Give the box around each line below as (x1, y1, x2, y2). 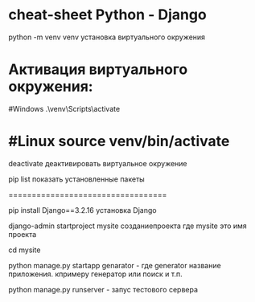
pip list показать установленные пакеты (8, 174, 145, 184)
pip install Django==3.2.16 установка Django (8, 205, 157, 214)
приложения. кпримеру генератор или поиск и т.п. (8, 269, 183, 279)
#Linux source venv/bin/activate (8, 133, 230, 150)
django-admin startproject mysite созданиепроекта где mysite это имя (8, 221, 247, 231)
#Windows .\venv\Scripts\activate (8, 104, 121, 113)
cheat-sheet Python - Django (8, 6, 207, 24)
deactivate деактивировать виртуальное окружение (8, 158, 187, 168)
